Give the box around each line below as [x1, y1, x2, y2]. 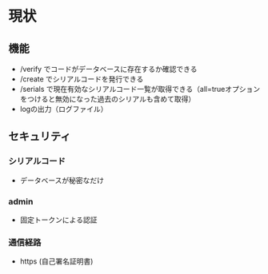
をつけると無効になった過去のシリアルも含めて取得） [19, 94, 196, 104]
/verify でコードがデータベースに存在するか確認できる [19, 65, 198, 73]
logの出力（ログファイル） [19, 105, 108, 113]
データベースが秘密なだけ [19, 175, 105, 185]
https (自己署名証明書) [19, 256, 94, 266]
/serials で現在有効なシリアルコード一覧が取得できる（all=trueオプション [19, 85, 261, 93]
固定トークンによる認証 [19, 215, 98, 224]
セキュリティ [8, 129, 71, 144]
